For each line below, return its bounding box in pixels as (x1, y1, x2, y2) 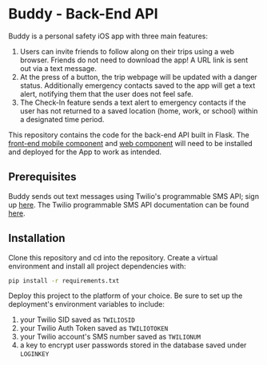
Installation (8, 232, 66, 245)
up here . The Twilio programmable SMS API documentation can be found (8, 200, 249, 209)
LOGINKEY (19, 351, 50, 359)
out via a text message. (19, 63, 98, 73)
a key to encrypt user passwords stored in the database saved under (19, 340, 247, 350)
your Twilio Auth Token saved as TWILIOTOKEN (19, 323, 169, 333)
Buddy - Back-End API (8, 5, 158, 23)
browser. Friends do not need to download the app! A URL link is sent (19, 55, 249, 65)
